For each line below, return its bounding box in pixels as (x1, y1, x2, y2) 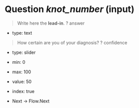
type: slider (12, 49, 36, 55)
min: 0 (12, 59, 26, 65)
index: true (12, 88, 35, 94)
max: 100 (12, 69, 31, 75)
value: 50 (12, 78, 32, 84)
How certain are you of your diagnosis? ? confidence (17, 39, 127, 46)
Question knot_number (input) (5, 4, 135, 15)
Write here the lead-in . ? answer (17, 20, 85, 26)
